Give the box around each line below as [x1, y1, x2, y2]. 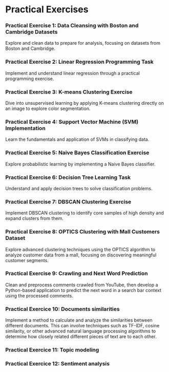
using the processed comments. [5, 292, 73, 299]
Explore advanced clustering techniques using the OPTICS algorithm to [5, 246, 156, 252]
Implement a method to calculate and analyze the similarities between [5, 317, 153, 323]
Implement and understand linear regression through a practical [5, 70, 140, 76]
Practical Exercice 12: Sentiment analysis [5, 360, 110, 367]
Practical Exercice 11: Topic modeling [5, 346, 99, 354]
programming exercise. [5, 76, 54, 82]
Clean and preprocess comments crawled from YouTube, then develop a [5, 282, 158, 288]
